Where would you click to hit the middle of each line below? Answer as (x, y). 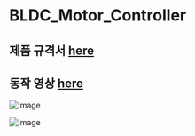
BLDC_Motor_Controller (98, 16)
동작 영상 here (47, 83)
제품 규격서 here (52, 50)
